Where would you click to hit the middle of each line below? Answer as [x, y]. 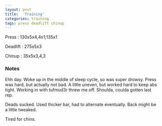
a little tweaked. [21, 109]
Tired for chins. [20, 119]
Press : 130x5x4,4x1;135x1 [31, 37]
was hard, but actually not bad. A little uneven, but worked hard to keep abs [81, 84]
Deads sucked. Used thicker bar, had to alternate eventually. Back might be [81, 104]
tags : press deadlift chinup [35, 23]
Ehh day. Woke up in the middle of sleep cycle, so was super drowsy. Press [81, 79]
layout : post [18, 10]
